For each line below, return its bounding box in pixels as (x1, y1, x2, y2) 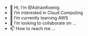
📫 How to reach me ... (9, 26, 56, 31)
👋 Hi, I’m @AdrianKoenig (9, 5, 60, 10)
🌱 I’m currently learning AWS (9, 15, 68, 20)
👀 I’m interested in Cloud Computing (9, 10, 84, 16)
